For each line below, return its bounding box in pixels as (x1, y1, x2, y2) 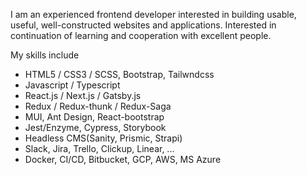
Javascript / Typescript (24, 79, 121, 91)
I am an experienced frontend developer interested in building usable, (10, 9, 297, 20)
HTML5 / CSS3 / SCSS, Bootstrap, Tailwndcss (24, 69, 215, 80)
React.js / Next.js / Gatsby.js (24, 90, 142, 101)
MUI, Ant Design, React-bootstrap (24, 111, 165, 123)
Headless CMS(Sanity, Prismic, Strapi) (24, 132, 183, 144)
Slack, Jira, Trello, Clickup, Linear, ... (24, 143, 175, 154)
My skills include (10, 49, 80, 61)
